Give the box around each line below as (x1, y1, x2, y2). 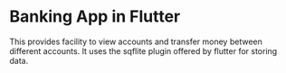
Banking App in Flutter (9, 6, 181, 27)
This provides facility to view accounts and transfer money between (9, 36, 262, 47)
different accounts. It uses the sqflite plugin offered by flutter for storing (9, 45, 278, 56)
